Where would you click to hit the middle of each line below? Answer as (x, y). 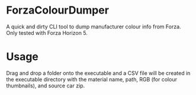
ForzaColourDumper (58, 10)
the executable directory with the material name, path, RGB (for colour (92, 79)
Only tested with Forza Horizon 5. (47, 32)
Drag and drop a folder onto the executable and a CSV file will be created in (98, 73)
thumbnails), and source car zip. (46, 86)
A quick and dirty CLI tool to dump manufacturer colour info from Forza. (94, 27)
